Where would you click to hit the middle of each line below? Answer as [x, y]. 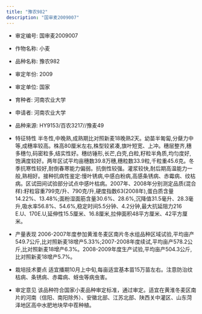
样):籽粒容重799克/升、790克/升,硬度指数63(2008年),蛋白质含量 [94, 191]
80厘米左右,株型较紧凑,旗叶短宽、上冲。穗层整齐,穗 [128, 146]
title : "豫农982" [27, 12]
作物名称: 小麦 [32, 48]
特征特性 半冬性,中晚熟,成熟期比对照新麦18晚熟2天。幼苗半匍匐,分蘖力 [102, 138]
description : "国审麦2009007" [43, 18]
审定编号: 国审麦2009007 [46, 35]
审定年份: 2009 [34, 74]
